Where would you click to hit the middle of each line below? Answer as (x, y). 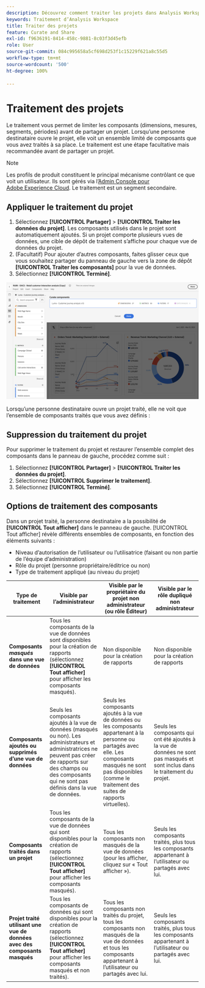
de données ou (122, 719)
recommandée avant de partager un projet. (60, 151)
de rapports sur (69, 762)
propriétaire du (126, 592)
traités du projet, (124, 915)
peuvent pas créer (73, 755)
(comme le (116, 778)
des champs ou (69, 768)
